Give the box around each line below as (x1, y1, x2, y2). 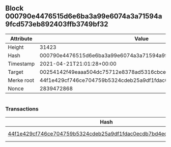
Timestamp (8, 60, 35, 67)
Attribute (10, 35, 33, 42)
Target (8, 68, 24, 75)
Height (8, 43, 24, 50)
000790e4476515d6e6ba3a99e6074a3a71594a (5, 12, 162, 21)
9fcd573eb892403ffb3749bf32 (5, 20, 108, 28)
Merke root (8, 76, 35, 83)
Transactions (5, 105, 39, 112)
